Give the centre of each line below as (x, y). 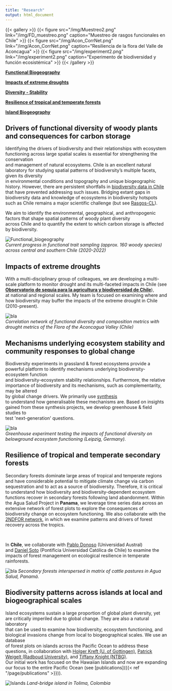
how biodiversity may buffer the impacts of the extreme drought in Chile (81, 301)
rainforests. (17, 561)
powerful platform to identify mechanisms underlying (61, 369)
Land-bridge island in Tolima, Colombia (69, 683)
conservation (19, 159)
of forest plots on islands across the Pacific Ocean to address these (77, 646)
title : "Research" (25, 10)
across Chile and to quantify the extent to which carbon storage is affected (85, 224)
